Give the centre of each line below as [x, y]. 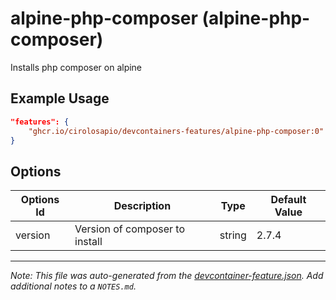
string [233, 235]
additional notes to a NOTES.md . [73, 286]
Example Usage [60, 98]
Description [142, 206]
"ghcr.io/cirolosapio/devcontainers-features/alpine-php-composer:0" [176, 131]
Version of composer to [129, 229]
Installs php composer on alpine [76, 67]
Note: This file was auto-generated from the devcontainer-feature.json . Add [167, 276]
